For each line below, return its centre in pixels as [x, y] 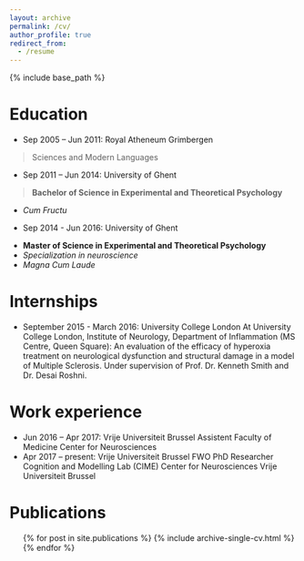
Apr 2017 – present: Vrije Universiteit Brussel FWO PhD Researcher [148, 456]
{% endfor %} [49, 547]
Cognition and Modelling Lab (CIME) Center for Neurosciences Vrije [150, 466]
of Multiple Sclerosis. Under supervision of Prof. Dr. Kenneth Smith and [156, 366]
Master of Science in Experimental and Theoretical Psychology [144, 246]
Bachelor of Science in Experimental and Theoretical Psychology [157, 193]
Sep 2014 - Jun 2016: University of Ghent [100, 228]
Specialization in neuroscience [80, 255]
